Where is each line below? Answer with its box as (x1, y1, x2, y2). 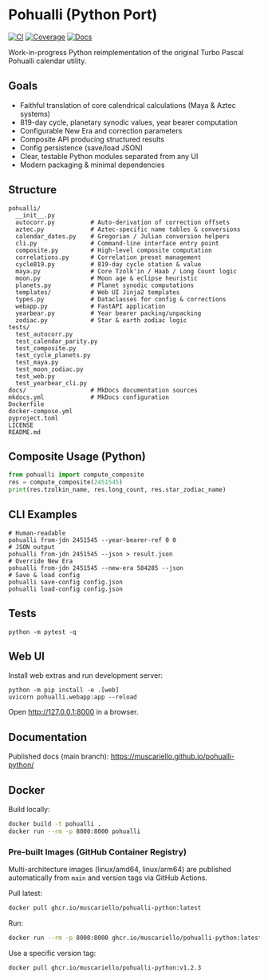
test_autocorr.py (15, 330, 73, 338)
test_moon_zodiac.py (15, 365, 84, 373)
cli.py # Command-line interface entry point (15, 239, 219, 247)
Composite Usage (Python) (8, 449, 146, 463)
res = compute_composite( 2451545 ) (8, 478, 124, 487)
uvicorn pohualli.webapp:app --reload (8, 693, 137, 701)
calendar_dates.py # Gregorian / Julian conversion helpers (15, 232, 230, 241)
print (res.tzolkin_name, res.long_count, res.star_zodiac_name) (8, 486, 227, 494)
